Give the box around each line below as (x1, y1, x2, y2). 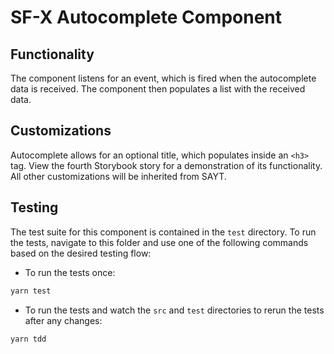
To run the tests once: (24, 266, 116, 278)
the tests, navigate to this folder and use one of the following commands (10, 236, 309, 248)
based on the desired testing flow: (10, 247, 152, 259)
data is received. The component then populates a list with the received (10, 83, 306, 95)
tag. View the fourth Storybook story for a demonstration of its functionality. (10, 159, 323, 171)
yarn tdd (10, 334, 47, 344)
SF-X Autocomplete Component (10, 6, 282, 29)
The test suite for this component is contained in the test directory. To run (10, 226, 317, 238)
